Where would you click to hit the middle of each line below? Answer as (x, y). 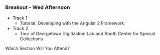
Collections (31, 39)
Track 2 (20, 28)
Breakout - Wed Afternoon (38, 7)
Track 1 (20, 18)
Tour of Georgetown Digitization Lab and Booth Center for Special (87, 34)
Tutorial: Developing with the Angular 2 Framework (72, 23)
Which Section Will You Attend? (37, 49)
